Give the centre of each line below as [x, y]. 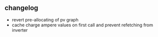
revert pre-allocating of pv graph [45, 19]
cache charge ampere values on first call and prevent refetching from [82, 25]
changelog [21, 8]
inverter [20, 30]
